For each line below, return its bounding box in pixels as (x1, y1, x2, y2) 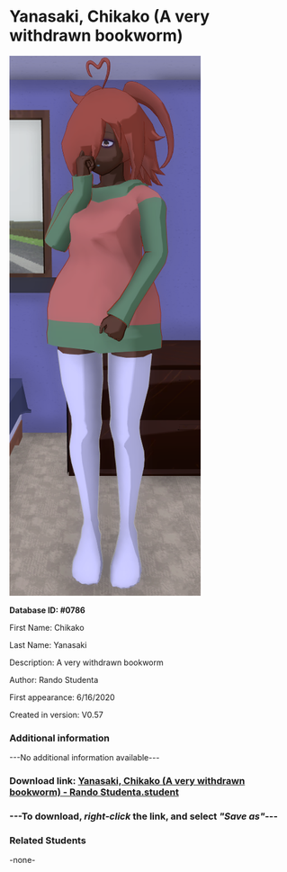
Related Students (9, 834, 87, 847)
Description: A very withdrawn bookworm (9, 657, 164, 668)
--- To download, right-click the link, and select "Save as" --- (9, 810, 279, 823)
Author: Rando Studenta (9, 674, 99, 685)
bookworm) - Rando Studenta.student (9, 786, 180, 798)
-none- (9, 855, 36, 866)
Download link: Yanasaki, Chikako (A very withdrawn (9, 775, 246, 787)
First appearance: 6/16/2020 (9, 691, 115, 703)
